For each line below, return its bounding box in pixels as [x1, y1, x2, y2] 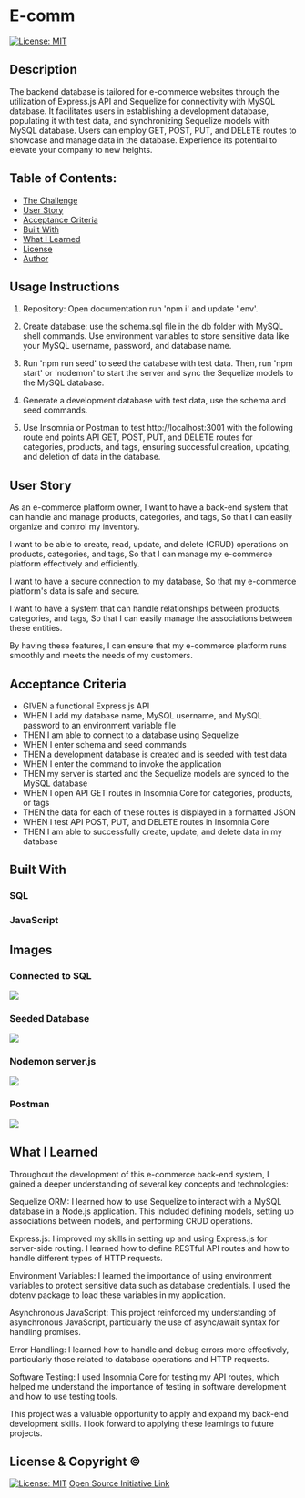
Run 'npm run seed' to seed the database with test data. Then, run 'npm [22, 358, 293, 369]
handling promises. [9, 1326, 82, 1337]
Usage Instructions [9, 279, 120, 294]
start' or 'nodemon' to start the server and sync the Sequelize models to [22, 368, 294, 379]
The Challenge [22, 195, 78, 206]
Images [9, 942, 53, 957]
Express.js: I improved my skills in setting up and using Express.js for [9, 1233, 268, 1244]
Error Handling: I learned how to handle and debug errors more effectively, [9, 1344, 290, 1355]
